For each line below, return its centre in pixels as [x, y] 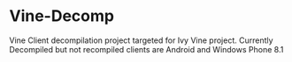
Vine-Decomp [62, 16]
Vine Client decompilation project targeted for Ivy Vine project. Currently [141, 40]
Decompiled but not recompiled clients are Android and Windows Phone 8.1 [146, 49]
